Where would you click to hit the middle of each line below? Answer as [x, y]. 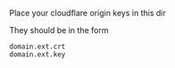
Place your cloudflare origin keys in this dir [88, 13]
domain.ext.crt [37, 47]
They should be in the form [59, 30]
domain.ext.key [37, 55]
